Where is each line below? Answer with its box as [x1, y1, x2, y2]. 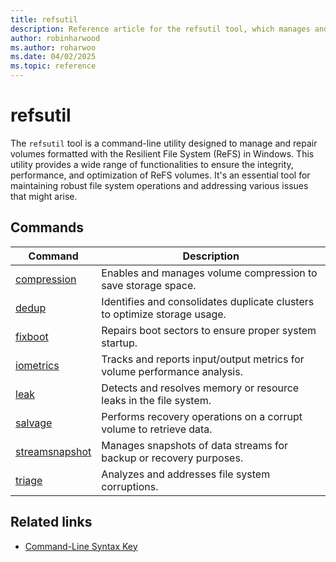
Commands [10, 219, 85, 236]
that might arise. [10, 190, 78, 202]
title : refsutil [10, 14, 78, 25]
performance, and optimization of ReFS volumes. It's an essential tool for [10, 169, 311, 181]
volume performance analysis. [101, 364, 243, 378]
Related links [10, 514, 93, 531]
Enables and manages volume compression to [101, 266, 318, 280]
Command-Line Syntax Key [24, 540, 138, 552]
